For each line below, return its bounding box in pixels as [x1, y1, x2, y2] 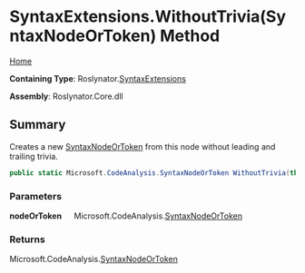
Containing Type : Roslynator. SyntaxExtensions [9, 73, 186, 83]
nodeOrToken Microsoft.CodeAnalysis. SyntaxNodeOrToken [9, 210, 243, 221]
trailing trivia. [9, 151, 59, 161]
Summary [9, 117, 66, 132]
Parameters [9, 190, 62, 202]
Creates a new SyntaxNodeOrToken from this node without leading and [9, 141, 276, 151]
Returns [9, 233, 45, 246]
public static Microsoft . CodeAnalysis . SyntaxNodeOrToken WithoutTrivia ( [9, 168, 290, 178]
